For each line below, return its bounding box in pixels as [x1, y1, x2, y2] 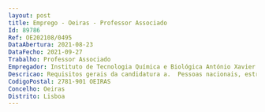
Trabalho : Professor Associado [8, 56, 111, 64]
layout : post [8, 11, 51, 20]
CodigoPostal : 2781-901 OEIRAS [8, 77, 111, 85]
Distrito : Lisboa [8, 92, 65, 100]
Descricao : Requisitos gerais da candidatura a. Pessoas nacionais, [8, 70, 242, 78]
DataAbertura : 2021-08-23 [8, 41, 93, 49]
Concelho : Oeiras [8, 84, 65, 93]
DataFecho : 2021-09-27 [8, 48, 83, 56]
